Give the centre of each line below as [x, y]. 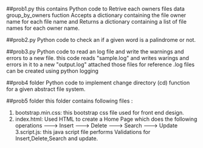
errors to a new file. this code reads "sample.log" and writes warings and [98, 58]
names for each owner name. [43, 28]
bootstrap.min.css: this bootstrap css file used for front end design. [99, 113]
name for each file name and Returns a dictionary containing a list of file [97, 22]
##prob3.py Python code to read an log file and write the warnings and [95, 52]
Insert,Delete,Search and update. [57, 138]
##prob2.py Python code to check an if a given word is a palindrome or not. [101, 40]
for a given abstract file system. [46, 89]
